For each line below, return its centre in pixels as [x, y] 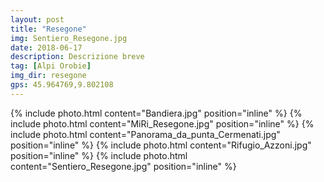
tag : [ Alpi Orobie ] [51, 66]
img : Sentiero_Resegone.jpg [69, 38]
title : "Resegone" [48, 29]
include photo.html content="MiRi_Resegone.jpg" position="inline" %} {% [162, 123]
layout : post [37, 19]
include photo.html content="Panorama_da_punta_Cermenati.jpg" [145, 134]
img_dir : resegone [48, 76]
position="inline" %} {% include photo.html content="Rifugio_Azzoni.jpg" [161, 145]
